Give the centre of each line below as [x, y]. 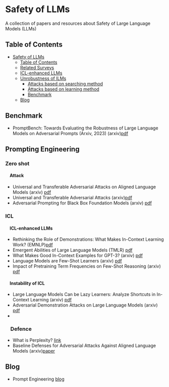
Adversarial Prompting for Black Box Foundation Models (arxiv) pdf [82, 203]
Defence [21, 329]
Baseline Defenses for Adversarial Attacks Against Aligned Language [84, 346]
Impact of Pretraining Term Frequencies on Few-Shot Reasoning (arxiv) [87, 266]
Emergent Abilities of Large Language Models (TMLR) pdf [72, 250]
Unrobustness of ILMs [43, 78]
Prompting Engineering [42, 149]
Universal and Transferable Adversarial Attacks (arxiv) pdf [72, 198]
